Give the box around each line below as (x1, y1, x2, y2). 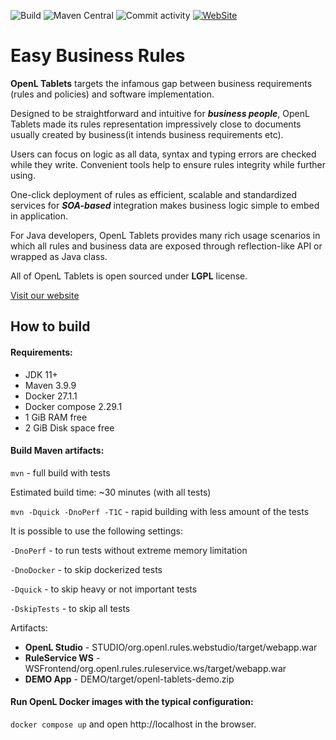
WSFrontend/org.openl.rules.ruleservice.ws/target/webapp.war (24, 662, 287, 674)
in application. (10, 210, 69, 222)
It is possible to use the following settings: (10, 525, 184, 537)
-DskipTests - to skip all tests (10, 602, 131, 614)
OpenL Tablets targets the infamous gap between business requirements (10, 77, 313, 89)
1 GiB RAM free (24, 411, 88, 423)
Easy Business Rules (10, 45, 186, 67)
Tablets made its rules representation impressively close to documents (10, 118, 302, 130)
